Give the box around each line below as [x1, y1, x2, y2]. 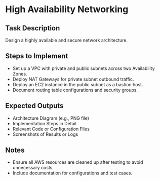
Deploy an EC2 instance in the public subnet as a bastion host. [12, 81, 143, 87]
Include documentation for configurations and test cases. [12, 170, 133, 176]
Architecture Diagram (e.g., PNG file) [12, 115, 90, 121]
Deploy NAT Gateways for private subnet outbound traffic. [12, 76, 134, 82]
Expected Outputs [5, 101, 64, 110]
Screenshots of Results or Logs [12, 131, 78, 137]
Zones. [12, 70, 27, 77]
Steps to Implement [5, 52, 68, 60]
